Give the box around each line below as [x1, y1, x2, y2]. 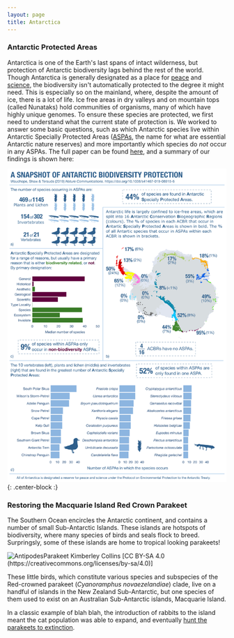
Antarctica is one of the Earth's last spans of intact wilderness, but [7, 58, 198, 66]
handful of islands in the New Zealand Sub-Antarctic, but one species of [7, 587, 214, 595]
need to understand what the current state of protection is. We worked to [7, 117, 217, 126]
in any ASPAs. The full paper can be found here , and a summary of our [7, 147, 210, 155]
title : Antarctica [7, 18, 61, 26]
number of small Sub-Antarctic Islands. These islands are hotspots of [7, 523, 206, 531]
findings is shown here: [7, 154, 75, 163]
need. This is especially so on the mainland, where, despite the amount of [7, 88, 219, 96]
